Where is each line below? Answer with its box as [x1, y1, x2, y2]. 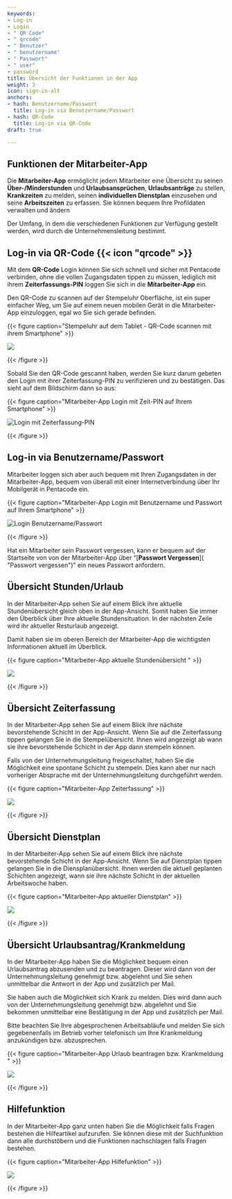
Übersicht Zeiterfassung [7, 703, 116, 714]
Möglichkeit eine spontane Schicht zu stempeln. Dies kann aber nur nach [7, 764, 216, 772]
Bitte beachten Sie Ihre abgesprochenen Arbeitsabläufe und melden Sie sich [7, 1021, 225, 1030]
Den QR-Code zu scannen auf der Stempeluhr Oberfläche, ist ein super [7, 294, 211, 302]
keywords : [7, 10, 36, 17]
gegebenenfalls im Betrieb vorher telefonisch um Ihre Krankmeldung [7, 1029, 203, 1037]
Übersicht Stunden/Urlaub [7, 581, 124, 593]
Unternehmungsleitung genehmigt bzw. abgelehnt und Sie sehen [7, 973, 193, 981]
